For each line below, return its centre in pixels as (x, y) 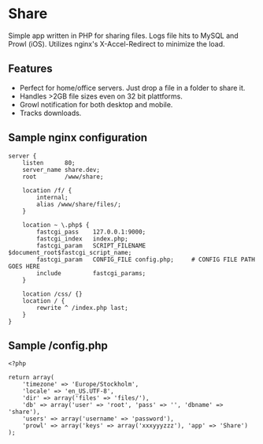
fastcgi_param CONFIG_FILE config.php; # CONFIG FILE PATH (146, 259)
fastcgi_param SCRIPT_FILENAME (91, 245)
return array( (31, 378)
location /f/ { (47, 190)
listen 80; (49, 162)
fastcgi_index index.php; (82, 239)
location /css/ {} (52, 294)
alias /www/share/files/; (79, 204)
